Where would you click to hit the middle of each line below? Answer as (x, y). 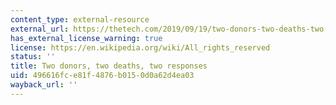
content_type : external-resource (80, 19)
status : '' (33, 57)
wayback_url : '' (44, 85)
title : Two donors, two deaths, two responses (109, 66)
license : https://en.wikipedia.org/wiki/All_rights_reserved (140, 47)
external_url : (40, 29)
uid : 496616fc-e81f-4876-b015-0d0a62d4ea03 (102, 76)
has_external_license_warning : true (86, 38)
